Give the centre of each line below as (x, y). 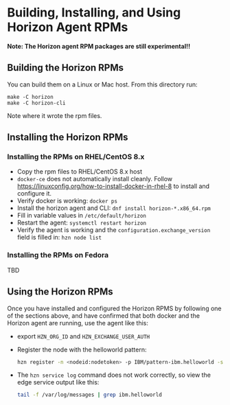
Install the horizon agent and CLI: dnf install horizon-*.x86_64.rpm (114, 208)
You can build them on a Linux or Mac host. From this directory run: (102, 84)
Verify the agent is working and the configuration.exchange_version (114, 230)
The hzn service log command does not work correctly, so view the (114, 375)
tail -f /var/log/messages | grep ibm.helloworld (90, 395)
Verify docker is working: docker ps (67, 201)
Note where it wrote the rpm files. (55, 115)
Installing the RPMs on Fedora (58, 255)
